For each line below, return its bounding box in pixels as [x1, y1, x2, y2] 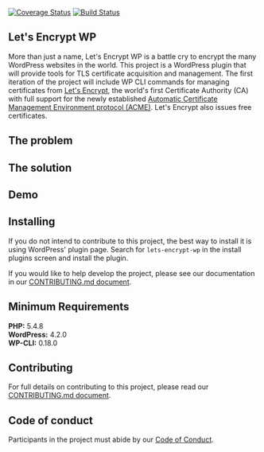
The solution [8, 161, 72, 174]
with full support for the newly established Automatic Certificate [8, 94, 218, 103]
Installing [8, 215, 56, 228]
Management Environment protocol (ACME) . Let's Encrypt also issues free [8, 102, 252, 111]
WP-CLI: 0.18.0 [8, 338, 58, 348]
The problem [8, 134, 73, 147]
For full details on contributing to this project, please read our [8, 382, 209, 392]
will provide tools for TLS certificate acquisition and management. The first [8, 68, 253, 78]
